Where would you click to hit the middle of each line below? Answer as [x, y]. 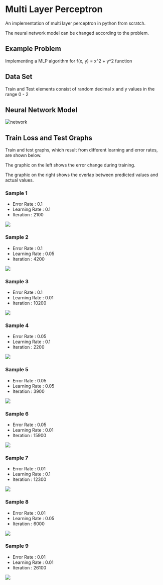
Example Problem [33, 49]
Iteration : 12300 [29, 479]
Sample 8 [17, 502]
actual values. [20, 180]
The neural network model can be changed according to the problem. [77, 33]
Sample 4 [17, 325]
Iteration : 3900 [29, 391]
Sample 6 [17, 413]
